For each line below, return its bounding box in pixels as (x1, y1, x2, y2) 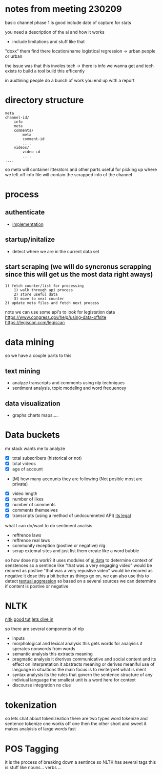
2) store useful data (14, 292, 58, 297)
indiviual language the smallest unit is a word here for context (12, 677, 136, 683)
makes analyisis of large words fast (5, 726, 76, 732)
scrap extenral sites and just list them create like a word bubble (12, 547, 140, 554)
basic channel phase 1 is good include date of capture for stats (5, 20, 132, 25)
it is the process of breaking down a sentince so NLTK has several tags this (5, 759, 156, 765)
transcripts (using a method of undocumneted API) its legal (12, 513, 131, 518)
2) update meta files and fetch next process (5, 300, 99, 305)
